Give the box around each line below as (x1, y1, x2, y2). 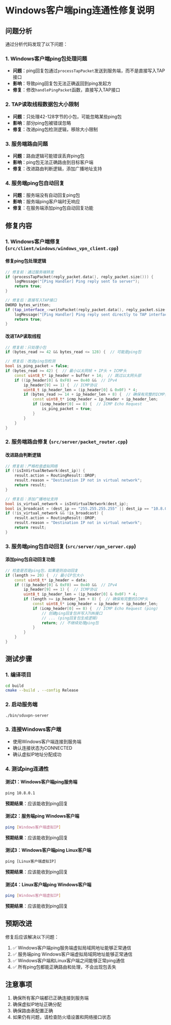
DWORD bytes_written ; (5, 302, 51, 307)
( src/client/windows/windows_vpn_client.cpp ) (5, 245, 119, 252)
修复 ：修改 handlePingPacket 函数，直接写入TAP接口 (12, 87, 121, 93)
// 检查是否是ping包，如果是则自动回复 (5, 568, 78, 573)
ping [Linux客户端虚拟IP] (5, 859, 56, 864)
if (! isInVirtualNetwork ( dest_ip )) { (5, 468, 85, 473)
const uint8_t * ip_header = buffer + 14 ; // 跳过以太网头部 (14, 373, 141, 378)
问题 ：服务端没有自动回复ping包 (12, 192, 80, 198)
